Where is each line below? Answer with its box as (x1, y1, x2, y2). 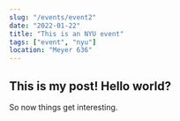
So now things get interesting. (9, 102, 118, 112)
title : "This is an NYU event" (9, 29, 124, 38)
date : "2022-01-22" (9, 21, 81, 30)
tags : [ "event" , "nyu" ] (9, 37, 97, 47)
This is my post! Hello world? (9, 79, 172, 94)
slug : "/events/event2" (9, 12, 97, 22)
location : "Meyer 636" (9, 46, 93, 55)
